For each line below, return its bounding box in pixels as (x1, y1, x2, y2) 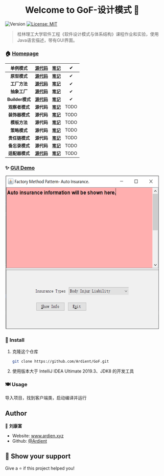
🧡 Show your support (5, 452, 71, 460)
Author (5, 409, 27, 418)
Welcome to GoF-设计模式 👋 (25, 4, 140, 16)
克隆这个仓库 (12, 349, 38, 354)
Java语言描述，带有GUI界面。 (17, 37, 77, 43)
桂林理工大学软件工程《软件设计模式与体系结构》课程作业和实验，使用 (17, 31, 159, 37)
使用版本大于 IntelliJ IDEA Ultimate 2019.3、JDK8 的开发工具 (12, 368, 134, 374)
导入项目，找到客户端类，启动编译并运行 (5, 395, 87, 401)
